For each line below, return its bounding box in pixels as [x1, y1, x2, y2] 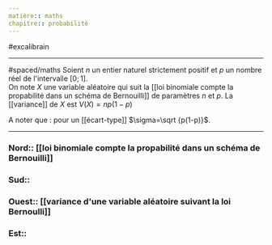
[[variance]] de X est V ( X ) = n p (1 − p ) [8, 99, 133, 109]
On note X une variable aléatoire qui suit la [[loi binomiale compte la [8, 82, 234, 91]
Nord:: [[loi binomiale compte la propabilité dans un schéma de [8, 142, 261, 154]
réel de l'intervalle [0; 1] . [8, 74, 88, 83]
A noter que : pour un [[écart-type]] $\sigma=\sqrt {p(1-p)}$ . [8, 115, 210, 125]
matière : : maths [8, 11, 63, 20]
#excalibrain [8, 41, 50, 51]
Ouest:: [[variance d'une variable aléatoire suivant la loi [8, 196, 232, 207]
